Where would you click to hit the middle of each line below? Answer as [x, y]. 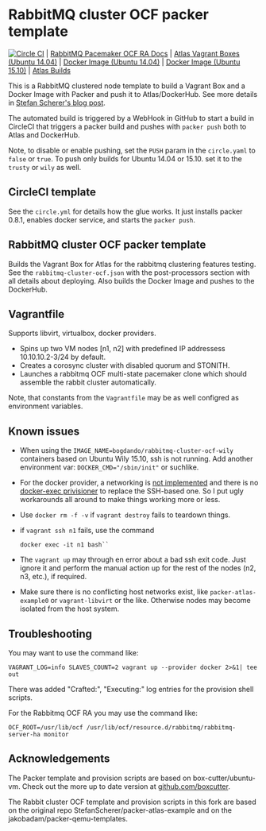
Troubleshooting [50, 634]
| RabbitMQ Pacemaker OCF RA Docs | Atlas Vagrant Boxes [143, 53]
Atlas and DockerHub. [44, 135]
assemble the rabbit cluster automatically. [88, 382]
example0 [34, 601]
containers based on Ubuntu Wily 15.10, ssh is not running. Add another [136, 459]
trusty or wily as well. [45, 167]
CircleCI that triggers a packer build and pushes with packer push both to [127, 126]
